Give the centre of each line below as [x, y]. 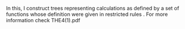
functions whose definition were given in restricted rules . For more [87, 14]
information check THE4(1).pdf [43, 20]
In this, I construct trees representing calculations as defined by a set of [93, 8]
